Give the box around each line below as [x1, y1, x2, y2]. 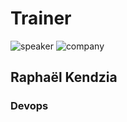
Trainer [10, 7, 72, 30]
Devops [10, 99, 49, 113]
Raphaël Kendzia [10, 69, 118, 86]
